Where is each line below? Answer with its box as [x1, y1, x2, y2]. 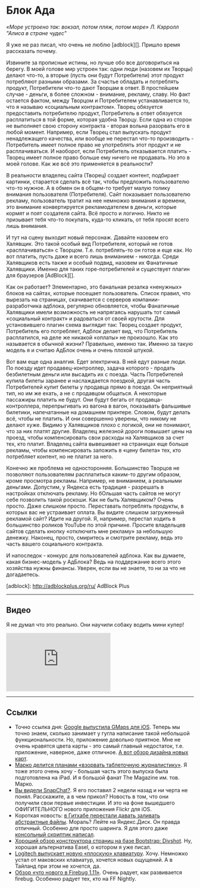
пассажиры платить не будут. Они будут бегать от [6, 396, 135, 403]
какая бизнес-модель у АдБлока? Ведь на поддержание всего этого [6, 558, 182, 565]
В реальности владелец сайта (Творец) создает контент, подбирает [6, 171, 180, 179]
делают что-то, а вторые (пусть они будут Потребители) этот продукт [6, 71, 185, 79]
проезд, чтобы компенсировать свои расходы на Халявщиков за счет [6, 434, 185, 441]
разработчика [6, 302, 42, 309]
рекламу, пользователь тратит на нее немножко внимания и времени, [6, 197, 186, 204]
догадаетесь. [6, 571, 40, 578]
